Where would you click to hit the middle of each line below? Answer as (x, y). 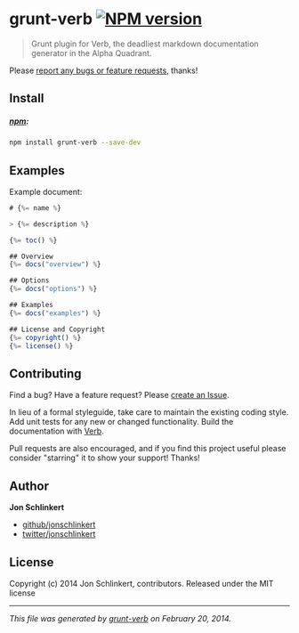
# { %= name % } (36, 208)
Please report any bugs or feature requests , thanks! (104, 70)
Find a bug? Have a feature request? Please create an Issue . (119, 395)
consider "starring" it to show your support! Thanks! (105, 458)
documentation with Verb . (57, 431)
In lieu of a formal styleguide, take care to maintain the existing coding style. (149, 412)
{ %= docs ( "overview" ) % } (55, 264)
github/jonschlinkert (59, 524)
